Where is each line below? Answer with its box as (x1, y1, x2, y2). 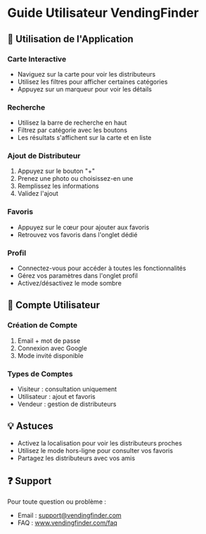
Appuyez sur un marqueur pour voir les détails (17, 84, 153, 93)
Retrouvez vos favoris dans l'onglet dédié (17, 230, 138, 239)
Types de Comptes (7, 369, 73, 379)
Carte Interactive (7, 54, 67, 64)
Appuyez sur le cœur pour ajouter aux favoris (17, 223, 150, 231)
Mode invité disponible (17, 351, 84, 360)
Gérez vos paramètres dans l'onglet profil (17, 272, 139, 280)
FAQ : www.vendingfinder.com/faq (17, 519, 117, 527)
